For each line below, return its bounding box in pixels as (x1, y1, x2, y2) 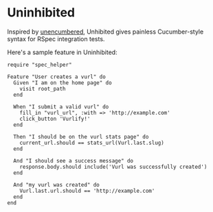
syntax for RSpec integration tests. (7, 34, 105, 43)
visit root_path (19, 85, 67, 92)
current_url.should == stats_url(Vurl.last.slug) (19, 139, 165, 146)
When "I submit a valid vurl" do (13, 103, 109, 110)
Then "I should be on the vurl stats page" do (13, 133, 149, 140)
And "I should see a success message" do (13, 157, 134, 164)
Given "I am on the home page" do (13, 79, 112, 86)
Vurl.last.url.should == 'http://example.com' (19, 187, 155, 194)
